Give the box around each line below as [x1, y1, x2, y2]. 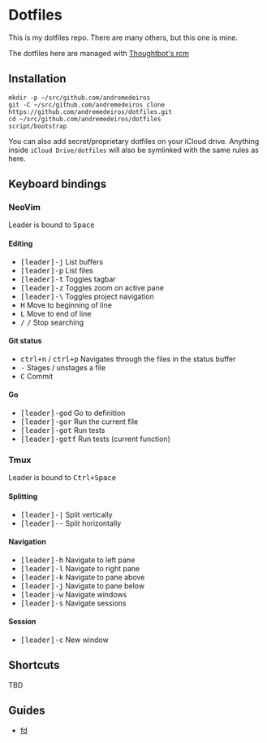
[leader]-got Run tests [19, 426, 106, 435]
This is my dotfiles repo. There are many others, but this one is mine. [8, 33, 238, 42]
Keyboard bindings [8, 177, 107, 191]
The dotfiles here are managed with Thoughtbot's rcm [8, 48, 189, 58]
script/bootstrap [8, 122, 67, 130]
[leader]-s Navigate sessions [19, 598, 127, 608]
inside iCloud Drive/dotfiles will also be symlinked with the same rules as [8, 145, 260, 155]
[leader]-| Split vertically [19, 509, 113, 519]
